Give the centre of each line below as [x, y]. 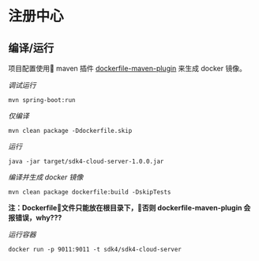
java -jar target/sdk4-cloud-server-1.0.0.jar [86, 161]
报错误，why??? [35, 217]
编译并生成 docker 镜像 [46, 177]
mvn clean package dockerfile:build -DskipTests [90, 192]
